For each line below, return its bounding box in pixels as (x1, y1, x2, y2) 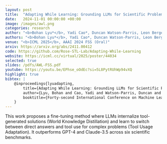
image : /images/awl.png (5, 21, 55, 26)
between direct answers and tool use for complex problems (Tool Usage (5, 124, 153, 130)
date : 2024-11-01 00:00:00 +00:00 (5, 16, 81, 21)
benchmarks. (5, 135, 32, 141)
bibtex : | (5, 76, 26, 81)
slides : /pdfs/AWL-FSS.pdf (5, 63, 61, 68)
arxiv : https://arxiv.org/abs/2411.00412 (5, 44, 92, 49)
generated (5, 119, 26, 125)
